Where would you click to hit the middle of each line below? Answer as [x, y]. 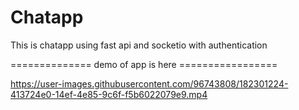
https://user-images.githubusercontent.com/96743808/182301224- [149, 83]
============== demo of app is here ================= [144, 64]
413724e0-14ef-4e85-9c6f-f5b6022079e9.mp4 [109, 94]
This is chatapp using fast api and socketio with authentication [139, 45]
